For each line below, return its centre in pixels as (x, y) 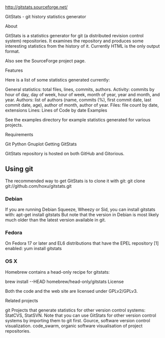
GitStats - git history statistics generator (46, 16)
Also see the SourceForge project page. (46, 61)
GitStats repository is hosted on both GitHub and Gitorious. (65, 154)
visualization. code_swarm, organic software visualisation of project (74, 326)
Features (14, 70)
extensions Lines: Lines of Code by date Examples (56, 110)
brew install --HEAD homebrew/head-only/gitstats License (65, 282)
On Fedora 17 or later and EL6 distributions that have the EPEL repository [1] (82, 243)
